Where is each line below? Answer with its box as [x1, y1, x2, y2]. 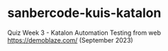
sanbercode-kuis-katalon [7, 5, 162, 21]
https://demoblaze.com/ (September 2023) [7, 35, 133, 44]
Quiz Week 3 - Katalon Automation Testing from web [7, 28, 162, 37]
